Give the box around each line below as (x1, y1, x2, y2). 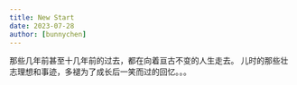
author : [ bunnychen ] (9, 30, 88, 38)
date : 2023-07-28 (9, 21, 75, 30)
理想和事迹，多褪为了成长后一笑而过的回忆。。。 (16, 66, 191, 77)
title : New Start (9, 13, 75, 22)
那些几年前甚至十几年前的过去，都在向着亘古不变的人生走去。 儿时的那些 (9, 55, 281, 66)
